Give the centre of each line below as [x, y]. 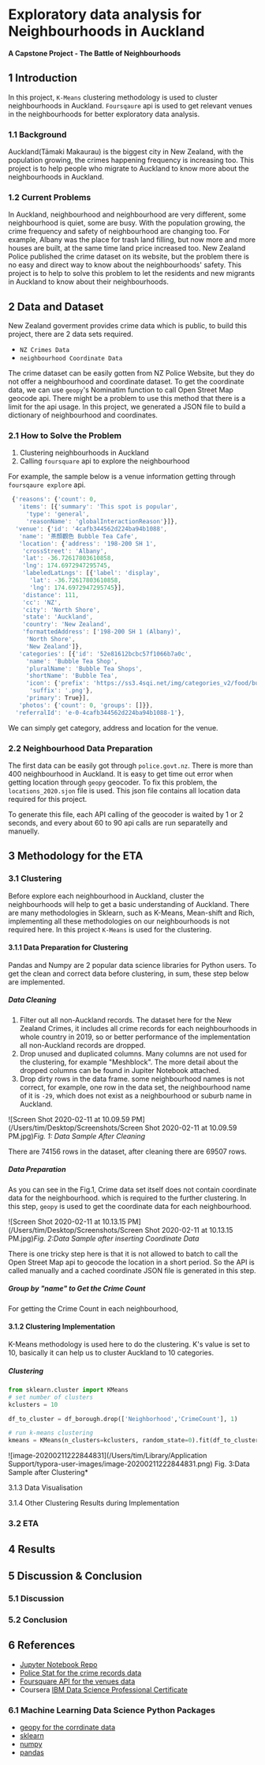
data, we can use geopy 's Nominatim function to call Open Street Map [121, 390]
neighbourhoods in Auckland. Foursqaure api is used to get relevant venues [130, 105]
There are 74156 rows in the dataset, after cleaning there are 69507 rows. [127, 1151]
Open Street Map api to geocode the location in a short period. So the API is [131, 1262]
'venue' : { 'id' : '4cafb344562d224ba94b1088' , [91, 529]
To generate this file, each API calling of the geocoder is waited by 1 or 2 [126, 814]
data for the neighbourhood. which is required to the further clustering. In [127, 1198]
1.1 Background [37, 134]
